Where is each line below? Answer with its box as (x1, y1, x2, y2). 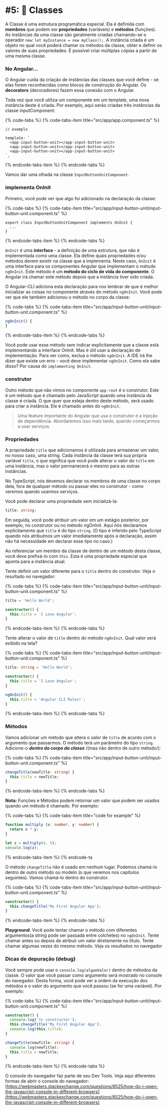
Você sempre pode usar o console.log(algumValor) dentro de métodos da (5, 967, 158, 973)
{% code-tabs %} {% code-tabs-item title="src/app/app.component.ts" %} (5, 117, 160, 123)
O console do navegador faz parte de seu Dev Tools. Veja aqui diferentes (5, 1073, 156, 1079)
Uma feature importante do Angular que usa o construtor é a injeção (17, 412, 158, 418)
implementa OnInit (5, 184, 51, 191)
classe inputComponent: (5, 107, 56, 114)
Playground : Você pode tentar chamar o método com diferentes (5, 927, 137, 933)
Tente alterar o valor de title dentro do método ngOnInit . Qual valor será (5, 635, 156, 641)
